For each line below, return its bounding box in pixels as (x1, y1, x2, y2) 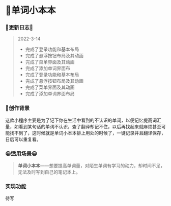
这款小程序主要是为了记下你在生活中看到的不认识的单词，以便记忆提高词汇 (5, 117, 161, 123)
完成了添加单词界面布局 (25, 91, 75, 97)
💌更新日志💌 (5, 24, 33, 31)
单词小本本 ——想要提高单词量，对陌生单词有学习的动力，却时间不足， (17, 163, 165, 169)
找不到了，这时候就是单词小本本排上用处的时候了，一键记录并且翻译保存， (9, 130, 166, 136)
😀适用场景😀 (5, 150, 37, 157)
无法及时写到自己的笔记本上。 (17, 169, 80, 175)
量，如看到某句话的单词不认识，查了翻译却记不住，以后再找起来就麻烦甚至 (5, 123, 161, 129)
